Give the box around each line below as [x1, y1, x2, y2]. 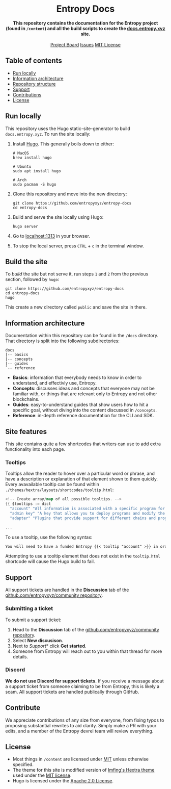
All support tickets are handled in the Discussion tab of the [5, 587, 129, 593]
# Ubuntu [12, 164, 32, 169]
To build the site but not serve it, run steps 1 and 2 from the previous [5, 271, 149, 277]
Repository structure [12, 81, 56, 87]
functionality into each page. [5, 446, 65, 452]
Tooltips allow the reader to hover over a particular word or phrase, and [5, 470, 155, 477]
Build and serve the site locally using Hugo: [12, 214, 104, 220]
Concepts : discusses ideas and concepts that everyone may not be [12, 386, 155, 392]
